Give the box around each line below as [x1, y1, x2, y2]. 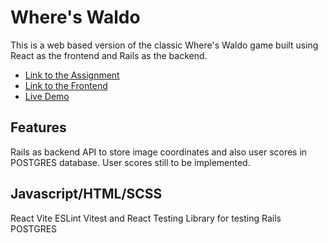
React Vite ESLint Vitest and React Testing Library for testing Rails [10, 212, 282, 224]
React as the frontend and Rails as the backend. [10, 49, 208, 61]
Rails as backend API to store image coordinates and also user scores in [10, 146, 308, 158]
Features [10, 119, 67, 136]
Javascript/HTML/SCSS [10, 186, 163, 203]
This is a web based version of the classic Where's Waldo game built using [10, 39, 319, 51]
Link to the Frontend [24, 79, 108, 91]
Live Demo [24, 90, 70, 102]
